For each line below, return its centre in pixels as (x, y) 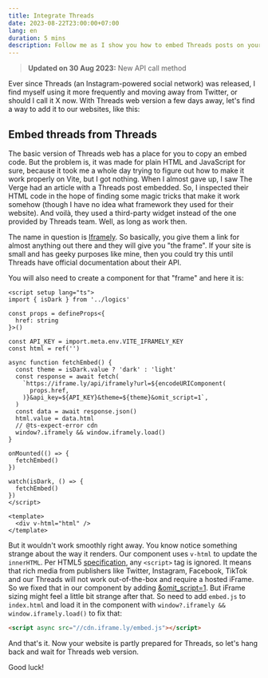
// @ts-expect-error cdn (57, 425)
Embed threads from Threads (83, 134)
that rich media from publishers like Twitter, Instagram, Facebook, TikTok (128, 570)
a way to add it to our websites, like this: (74, 110)
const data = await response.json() (76, 411)
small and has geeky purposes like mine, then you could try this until (121, 253)
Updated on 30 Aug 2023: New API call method (107, 68)
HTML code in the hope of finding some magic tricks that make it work (124, 196)
